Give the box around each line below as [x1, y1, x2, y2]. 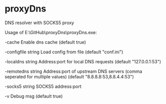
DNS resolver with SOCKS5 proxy [5, 20, 74, 26]
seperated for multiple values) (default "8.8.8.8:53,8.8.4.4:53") [5, 73, 134, 79]
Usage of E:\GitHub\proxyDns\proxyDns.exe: [5, 29, 97, 35]
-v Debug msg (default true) [5, 93, 63, 99]
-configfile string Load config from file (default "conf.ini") [5, 49, 124, 55]
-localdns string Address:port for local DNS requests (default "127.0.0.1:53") [5, 58, 161, 64]
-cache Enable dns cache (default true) [5, 39, 87, 45]
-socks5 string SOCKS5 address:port [5, 83, 81, 89]
